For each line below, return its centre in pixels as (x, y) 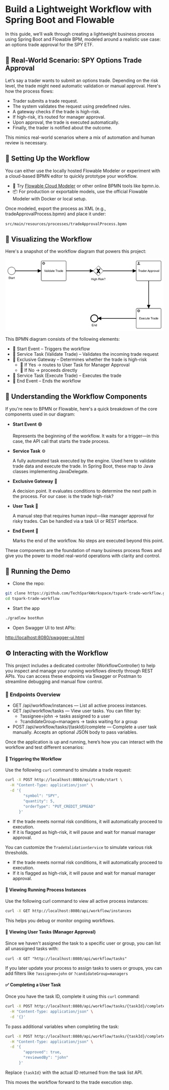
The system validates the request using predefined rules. (71, 106)
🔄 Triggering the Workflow (33, 759)
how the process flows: (29, 91)
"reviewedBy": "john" (46, 1058)
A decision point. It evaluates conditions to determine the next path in (84, 491)
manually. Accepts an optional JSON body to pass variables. (75, 732)
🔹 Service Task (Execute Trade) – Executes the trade (67, 375)
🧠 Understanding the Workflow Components (76, 397)
